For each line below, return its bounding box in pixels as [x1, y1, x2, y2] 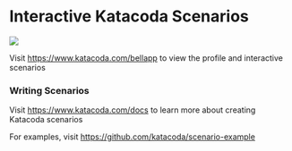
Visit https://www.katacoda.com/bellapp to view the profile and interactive [9, 52, 284, 63]
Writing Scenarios [9, 84, 90, 96]
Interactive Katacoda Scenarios [9, 6, 249, 27]
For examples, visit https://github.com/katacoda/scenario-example [9, 131, 255, 142]
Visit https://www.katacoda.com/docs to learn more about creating [9, 105, 256, 115]
